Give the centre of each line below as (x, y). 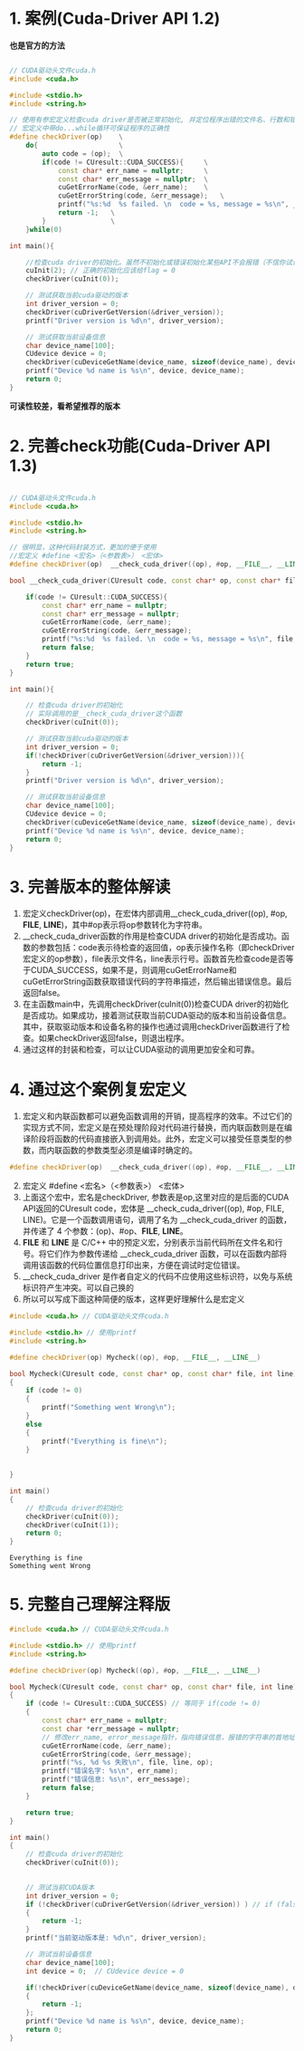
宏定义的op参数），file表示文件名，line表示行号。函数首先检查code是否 (154, 959)
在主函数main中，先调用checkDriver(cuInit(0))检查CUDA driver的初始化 (156, 1004)
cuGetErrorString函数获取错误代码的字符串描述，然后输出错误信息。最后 (157, 982)
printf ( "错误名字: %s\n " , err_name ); (110, 1771)
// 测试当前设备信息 (59, 1955)
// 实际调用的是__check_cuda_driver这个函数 (104, 714)
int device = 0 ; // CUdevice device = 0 (104, 1971)
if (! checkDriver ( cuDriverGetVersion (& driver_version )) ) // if (149, 1904)
